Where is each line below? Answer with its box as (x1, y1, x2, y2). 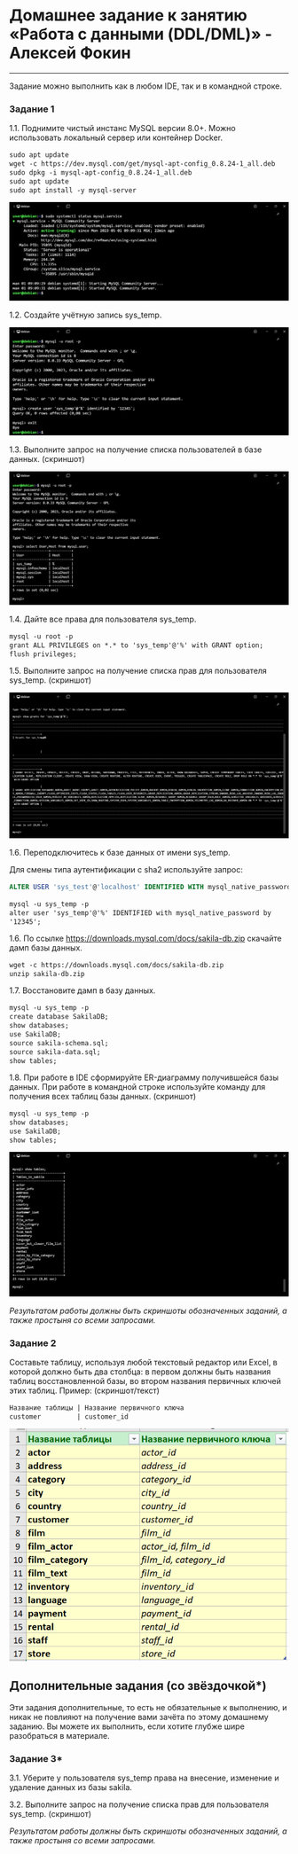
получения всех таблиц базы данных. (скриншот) (9, 1091, 197, 1101)
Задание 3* (9, 1752, 63, 1764)
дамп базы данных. (9, 942, 82, 953)
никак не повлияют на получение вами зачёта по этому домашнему (9, 1711, 269, 1722)
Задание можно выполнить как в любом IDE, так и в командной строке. (9, 81, 282, 91)
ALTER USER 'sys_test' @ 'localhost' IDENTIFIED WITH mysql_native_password (9, 882, 292, 891)
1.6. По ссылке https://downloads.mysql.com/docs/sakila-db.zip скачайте (9, 933, 282, 943)
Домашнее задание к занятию (9, 5, 248, 26)
